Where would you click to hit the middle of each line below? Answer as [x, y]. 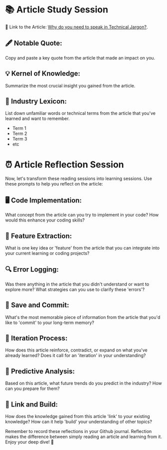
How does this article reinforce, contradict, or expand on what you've [77, 350]
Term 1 [19, 128]
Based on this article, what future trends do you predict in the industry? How [83, 383]
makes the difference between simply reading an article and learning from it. [83, 436]
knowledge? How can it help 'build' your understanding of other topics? [79, 421]
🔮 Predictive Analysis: [40, 371]
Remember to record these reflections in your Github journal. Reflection [79, 431]
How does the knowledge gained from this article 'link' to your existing [78, 416]
